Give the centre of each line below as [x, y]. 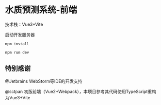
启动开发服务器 [20, 35]
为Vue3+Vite [18, 97]
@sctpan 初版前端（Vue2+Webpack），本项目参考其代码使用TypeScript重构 [81, 91]
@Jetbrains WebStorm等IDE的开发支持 [44, 81]
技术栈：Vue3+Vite [24, 24]
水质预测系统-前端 [41, 10]
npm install [17, 44]
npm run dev [17, 52]
